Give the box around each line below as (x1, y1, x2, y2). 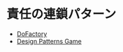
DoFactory (16, 29, 48, 38)
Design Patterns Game (16, 37, 82, 45)
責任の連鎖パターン (6, 6, 117, 22)
